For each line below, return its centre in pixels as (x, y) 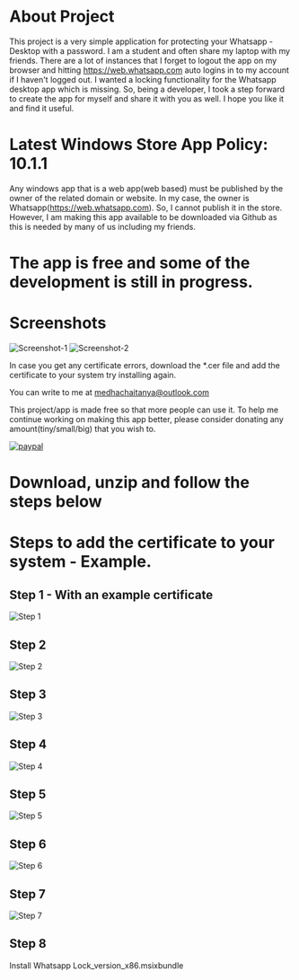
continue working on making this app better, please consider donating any (147, 419)
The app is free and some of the (130, 263)
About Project (62, 17)
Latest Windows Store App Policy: (139, 145)
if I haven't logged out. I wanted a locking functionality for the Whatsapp (143, 79)
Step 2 (28, 645)
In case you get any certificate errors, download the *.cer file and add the (145, 365)
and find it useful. (42, 108)
